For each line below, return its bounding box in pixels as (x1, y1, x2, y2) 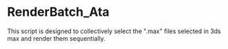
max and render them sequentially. (7, 34, 105, 42)
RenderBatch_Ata (7, 4, 110, 20)
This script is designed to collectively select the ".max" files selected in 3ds (7, 27, 222, 35)
